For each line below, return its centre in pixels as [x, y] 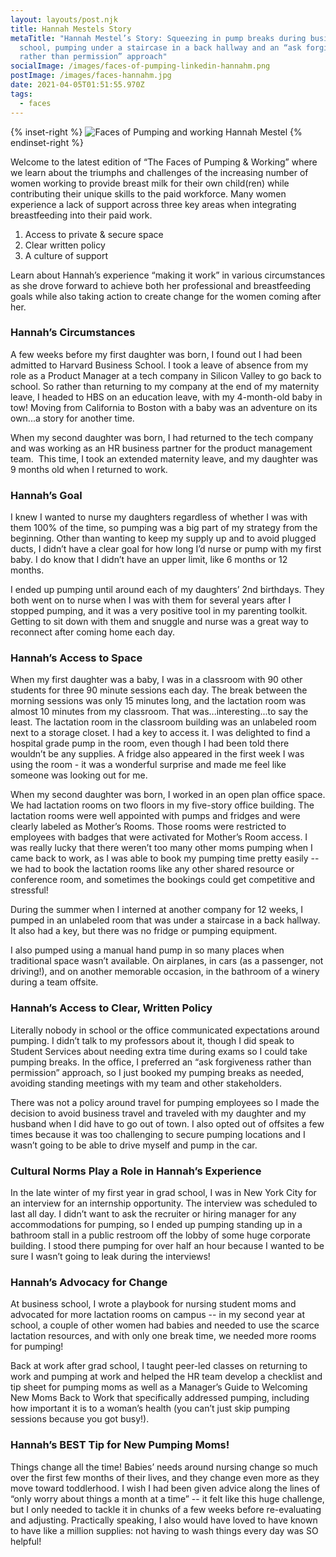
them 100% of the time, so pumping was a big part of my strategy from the [164, 528]
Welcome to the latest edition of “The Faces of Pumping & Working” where [164, 162]
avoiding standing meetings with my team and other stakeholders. [146, 1083]
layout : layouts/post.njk [64, 19]
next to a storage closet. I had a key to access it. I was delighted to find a [160, 733]
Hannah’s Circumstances [73, 333]
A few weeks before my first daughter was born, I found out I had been [156, 354]
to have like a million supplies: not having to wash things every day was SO [164, 1530]
